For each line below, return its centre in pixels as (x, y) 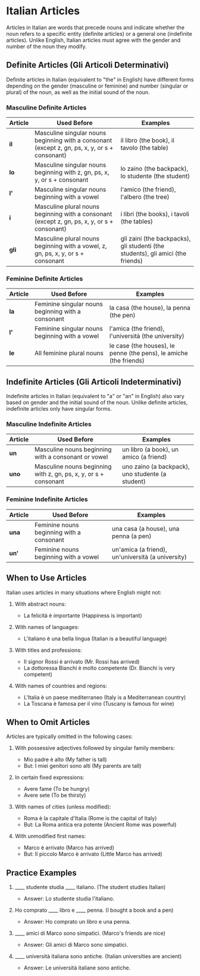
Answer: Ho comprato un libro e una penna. (77, 922)
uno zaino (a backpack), (156, 467)
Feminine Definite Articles (45, 279)
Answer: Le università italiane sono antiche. (77, 968)
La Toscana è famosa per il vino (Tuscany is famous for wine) (99, 703)
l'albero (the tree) (145, 197)
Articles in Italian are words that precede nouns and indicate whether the (95, 27)
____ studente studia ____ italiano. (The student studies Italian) (90, 887)
